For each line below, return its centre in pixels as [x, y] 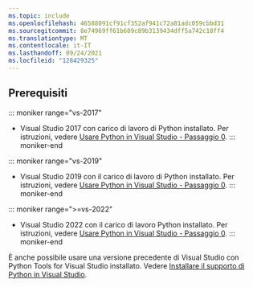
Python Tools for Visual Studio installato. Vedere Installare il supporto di [126, 265]
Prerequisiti [38, 93]
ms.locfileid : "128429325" [53, 61]
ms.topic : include [39, 16]
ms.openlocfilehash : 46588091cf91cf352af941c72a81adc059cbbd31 [116, 23]
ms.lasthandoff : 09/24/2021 [55, 53]
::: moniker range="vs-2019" [55, 161]
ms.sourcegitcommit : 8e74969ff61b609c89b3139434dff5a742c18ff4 [116, 31]
